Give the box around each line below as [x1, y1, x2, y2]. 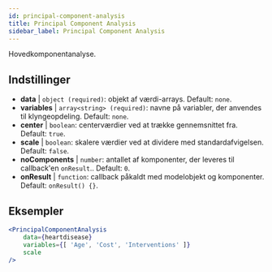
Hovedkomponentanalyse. [8, 50, 97, 59]
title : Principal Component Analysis [8, 19, 136, 28]
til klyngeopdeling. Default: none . [19, 111, 129, 122]
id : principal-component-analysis [8, 11, 126, 20]
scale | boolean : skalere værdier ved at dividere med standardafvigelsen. [19, 137, 264, 147]
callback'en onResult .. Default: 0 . [19, 163, 131, 173]
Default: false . [19, 146, 70, 156]
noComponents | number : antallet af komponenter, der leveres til [19, 155, 235, 165]
